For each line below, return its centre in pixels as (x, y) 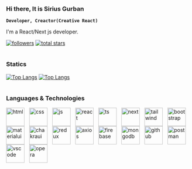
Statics (16, 65)
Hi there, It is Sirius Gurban (45, 9)
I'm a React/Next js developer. (42, 32)
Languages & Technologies (45, 99)
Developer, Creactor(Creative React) (52, 21)
